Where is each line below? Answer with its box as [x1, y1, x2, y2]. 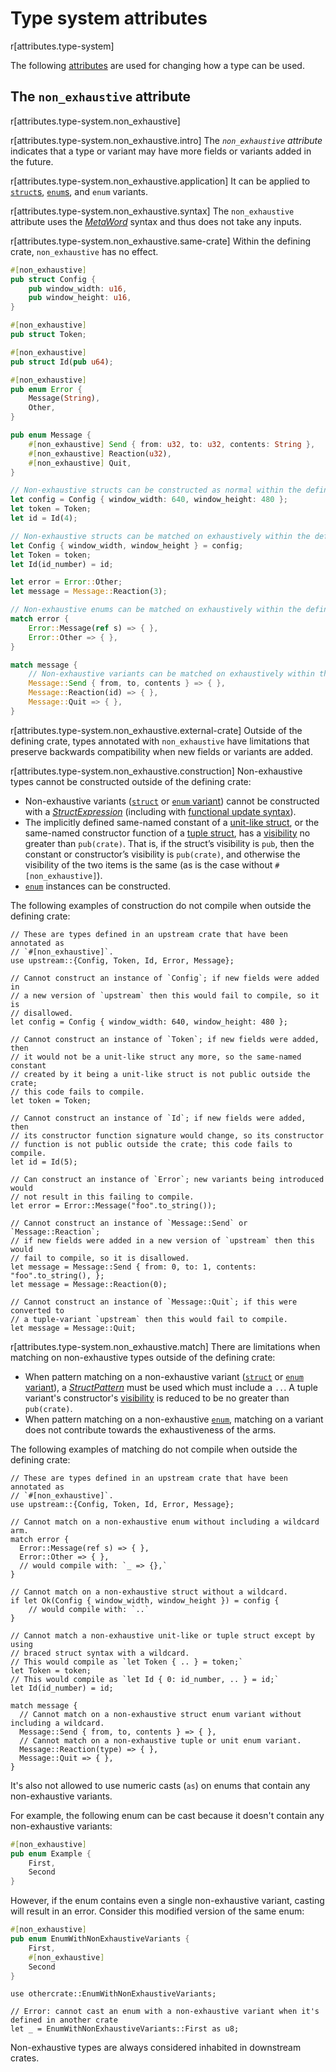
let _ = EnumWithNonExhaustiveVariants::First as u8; [10, 2024, 240, 2034]
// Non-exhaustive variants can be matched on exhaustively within [28, 669, 315, 679]
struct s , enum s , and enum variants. [10, 185, 149, 197]
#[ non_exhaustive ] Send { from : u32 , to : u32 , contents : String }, [28, 439, 316, 449]
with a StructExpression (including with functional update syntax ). [24, 805, 297, 817]
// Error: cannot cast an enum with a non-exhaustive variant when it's [10, 2007, 320, 2017]
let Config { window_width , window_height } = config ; [10, 540, 244, 551]
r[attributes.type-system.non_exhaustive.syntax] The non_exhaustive [10, 205, 295, 217]
